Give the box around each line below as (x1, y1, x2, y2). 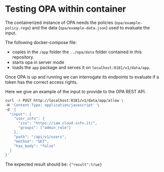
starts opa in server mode (12, 59, 65, 65)
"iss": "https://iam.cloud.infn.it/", (18, 121, 97, 126)
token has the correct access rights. (5, 79, 78, 85)
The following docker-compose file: (5, 39, 77, 45)
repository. (12, 54, 34, 60)
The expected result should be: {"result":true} (5, 161, 102, 167)
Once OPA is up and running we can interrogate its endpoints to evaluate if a (5, 74, 159, 80)
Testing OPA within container (5, 3, 126, 15)
